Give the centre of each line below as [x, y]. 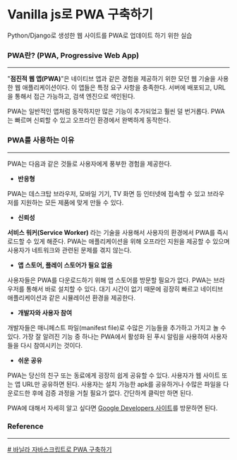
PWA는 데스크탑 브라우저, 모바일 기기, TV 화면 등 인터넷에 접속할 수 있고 [107, 193]
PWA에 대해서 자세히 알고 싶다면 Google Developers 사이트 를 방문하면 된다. [113, 408]
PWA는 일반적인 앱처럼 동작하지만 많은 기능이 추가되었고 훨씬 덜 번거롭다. [108, 111]
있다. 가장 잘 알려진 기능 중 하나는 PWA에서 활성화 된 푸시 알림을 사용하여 [108, 337]
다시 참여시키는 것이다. [51, 345]
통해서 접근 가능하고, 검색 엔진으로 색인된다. [75, 97]
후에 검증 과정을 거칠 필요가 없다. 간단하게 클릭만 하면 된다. [112, 393]
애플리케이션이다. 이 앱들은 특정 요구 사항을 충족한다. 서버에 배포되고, [117, 87]
